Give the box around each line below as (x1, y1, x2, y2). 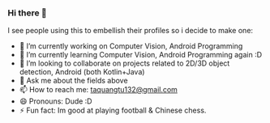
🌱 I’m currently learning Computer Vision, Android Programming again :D (19, 50, 263, 60)
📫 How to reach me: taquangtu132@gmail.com (19, 85, 178, 95)
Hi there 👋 (7, 7, 48, 19)
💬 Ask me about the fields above (19, 76, 128, 86)
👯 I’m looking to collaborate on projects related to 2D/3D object (19, 58, 230, 68)
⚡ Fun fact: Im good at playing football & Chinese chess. (19, 105, 207, 116)
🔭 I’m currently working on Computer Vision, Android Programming (19, 41, 243, 51)
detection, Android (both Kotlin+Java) (19, 67, 145, 77)
